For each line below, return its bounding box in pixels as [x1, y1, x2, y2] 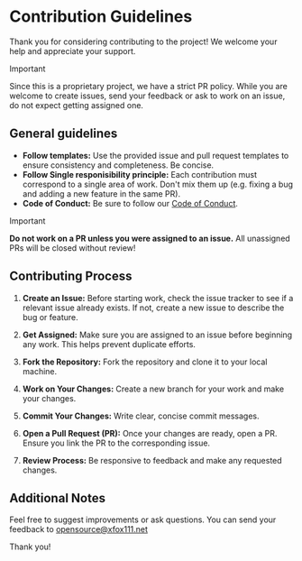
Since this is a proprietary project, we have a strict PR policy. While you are [9, 80, 288, 91]
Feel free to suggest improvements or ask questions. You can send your [9, 514, 277, 525]
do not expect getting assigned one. [9, 99, 144, 110]
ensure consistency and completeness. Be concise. [22, 160, 215, 170]
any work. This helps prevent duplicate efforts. [22, 338, 197, 349]
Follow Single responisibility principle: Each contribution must [22, 169, 258, 179]
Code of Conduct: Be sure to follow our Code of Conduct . [22, 198, 239, 208]
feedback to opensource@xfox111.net [9, 524, 149, 535]
